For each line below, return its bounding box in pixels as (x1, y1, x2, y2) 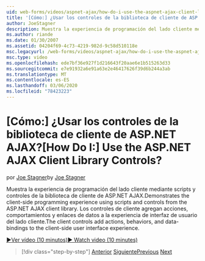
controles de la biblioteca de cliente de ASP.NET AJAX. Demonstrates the (6, 191, 190, 199)
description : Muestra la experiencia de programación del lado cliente (6, 26, 192, 32)
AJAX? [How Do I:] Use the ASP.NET (6, 141, 192, 154)
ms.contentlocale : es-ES (6, 77, 70, 83)
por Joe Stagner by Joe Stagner (6, 173, 86, 181)
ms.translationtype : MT (6, 71, 67, 77)
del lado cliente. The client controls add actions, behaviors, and (6, 218, 164, 225)
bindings (6, 224, 29, 232)
